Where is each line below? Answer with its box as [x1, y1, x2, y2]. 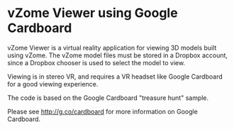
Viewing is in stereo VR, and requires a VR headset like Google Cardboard [7, 72, 223, 81]
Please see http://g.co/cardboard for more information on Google [7, 107, 199, 116]
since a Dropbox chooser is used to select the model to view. [7, 58, 186, 67]
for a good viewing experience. [7, 79, 99, 88]
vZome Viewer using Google [7, 5, 179, 21]
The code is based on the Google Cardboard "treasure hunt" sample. [7, 94, 209, 102]
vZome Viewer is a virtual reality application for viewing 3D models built [7, 43, 217, 52]
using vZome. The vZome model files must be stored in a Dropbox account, [7, 51, 228, 60]
